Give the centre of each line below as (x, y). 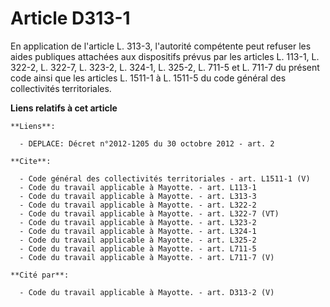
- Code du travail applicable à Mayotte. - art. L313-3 (138, 196)
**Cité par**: (40, 275)
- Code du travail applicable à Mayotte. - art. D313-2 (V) (147, 292)
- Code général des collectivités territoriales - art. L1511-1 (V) (165, 178)
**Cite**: (31, 161)
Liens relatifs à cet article (64, 108)
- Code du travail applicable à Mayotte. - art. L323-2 (138, 222)
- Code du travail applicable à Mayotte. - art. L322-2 (138, 205)
